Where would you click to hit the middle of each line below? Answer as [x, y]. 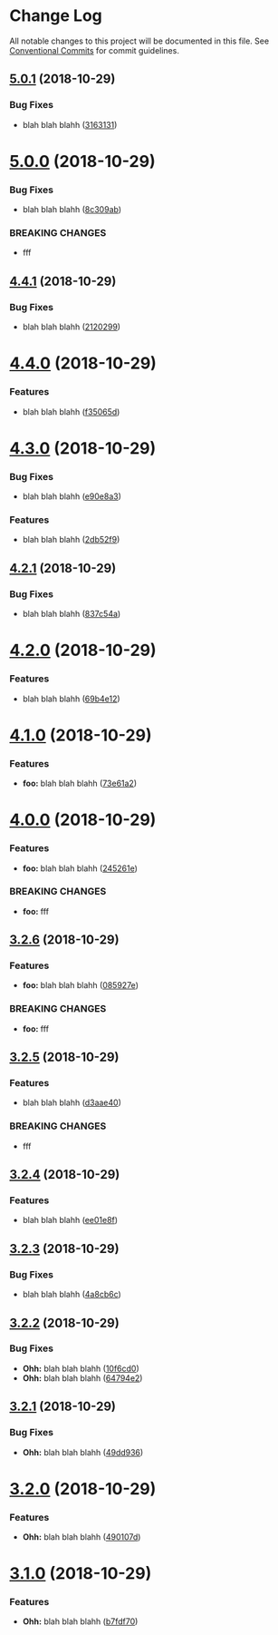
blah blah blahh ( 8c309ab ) [72, 210]
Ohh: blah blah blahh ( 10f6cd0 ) [81, 1368]
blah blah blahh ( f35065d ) [71, 411]
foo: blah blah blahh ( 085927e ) [80, 985]
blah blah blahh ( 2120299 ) [71, 327]
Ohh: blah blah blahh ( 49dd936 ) [83, 1452]
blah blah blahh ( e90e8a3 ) [72, 496]
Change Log [56, 16]
